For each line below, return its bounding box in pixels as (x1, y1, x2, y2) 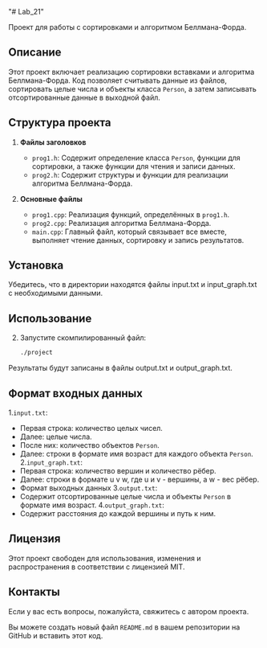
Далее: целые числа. (19, 432, 92, 441)
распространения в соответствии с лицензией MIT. (8, 562, 185, 572)
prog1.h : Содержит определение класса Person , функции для (31, 153, 241, 162)
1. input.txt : (8, 408, 48, 417)
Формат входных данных (8, 386, 143, 400)
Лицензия (8, 532, 61, 546)
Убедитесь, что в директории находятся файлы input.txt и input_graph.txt (8, 280, 257, 289)
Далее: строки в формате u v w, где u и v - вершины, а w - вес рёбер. (19, 474, 260, 484)
